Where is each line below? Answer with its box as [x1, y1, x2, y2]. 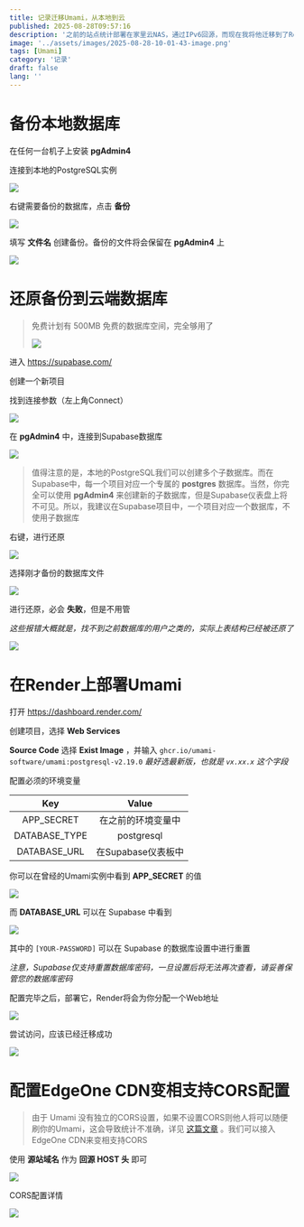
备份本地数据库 [9, 114, 121, 134]
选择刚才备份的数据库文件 [9, 567, 105, 578]
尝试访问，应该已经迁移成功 [9, 1028, 113, 1039]
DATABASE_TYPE [14, 829, 88, 841]
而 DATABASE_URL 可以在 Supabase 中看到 [9, 906, 172, 917]
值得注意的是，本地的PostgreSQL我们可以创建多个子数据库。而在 [31, 467, 274, 478]
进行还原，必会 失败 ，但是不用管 [9, 603, 131, 614]
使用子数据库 [31, 512, 79, 523]
